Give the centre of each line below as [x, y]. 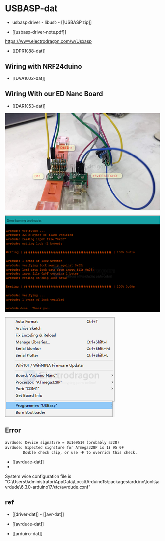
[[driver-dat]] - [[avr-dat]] [38, 514]
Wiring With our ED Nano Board [54, 94]
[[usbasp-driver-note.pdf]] [39, 32]
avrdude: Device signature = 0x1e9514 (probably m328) [62, 442]
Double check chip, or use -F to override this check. [80, 452]
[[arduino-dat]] [27, 533]
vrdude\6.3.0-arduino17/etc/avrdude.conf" [48, 487]
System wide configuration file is [38, 476]
